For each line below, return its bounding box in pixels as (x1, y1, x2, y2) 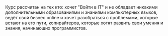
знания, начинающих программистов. (5, 25, 87, 31)
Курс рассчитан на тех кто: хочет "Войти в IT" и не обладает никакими (5, 4, 158, 10)
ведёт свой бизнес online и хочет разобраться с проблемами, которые (5, 15, 158, 20)
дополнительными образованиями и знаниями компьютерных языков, (5, 9, 158, 15)
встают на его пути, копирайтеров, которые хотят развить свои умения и (5, 20, 163, 26)
